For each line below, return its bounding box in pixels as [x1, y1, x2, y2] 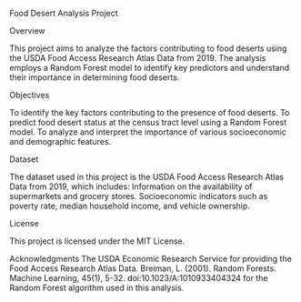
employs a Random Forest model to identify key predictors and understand [9, 63, 289, 73]
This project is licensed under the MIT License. [9, 236, 186, 247]
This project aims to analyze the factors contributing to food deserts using [9, 43, 287, 54]
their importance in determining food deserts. [9, 72, 180, 83]
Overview [9, 25, 45, 35]
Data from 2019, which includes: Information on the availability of [9, 181, 253, 192]
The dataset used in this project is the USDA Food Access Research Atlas [9, 172, 285, 182]
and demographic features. [9, 136, 112, 146]
